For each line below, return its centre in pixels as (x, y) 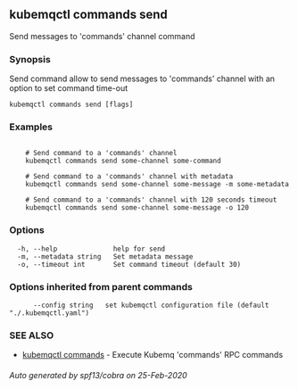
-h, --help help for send (91, 249)
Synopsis (30, 59)
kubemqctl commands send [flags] (71, 105)
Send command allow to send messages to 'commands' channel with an (142, 79)
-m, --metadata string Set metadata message (105, 257)
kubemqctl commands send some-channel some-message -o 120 (137, 208)
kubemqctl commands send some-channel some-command (123, 161)
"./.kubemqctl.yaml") (50, 313)
